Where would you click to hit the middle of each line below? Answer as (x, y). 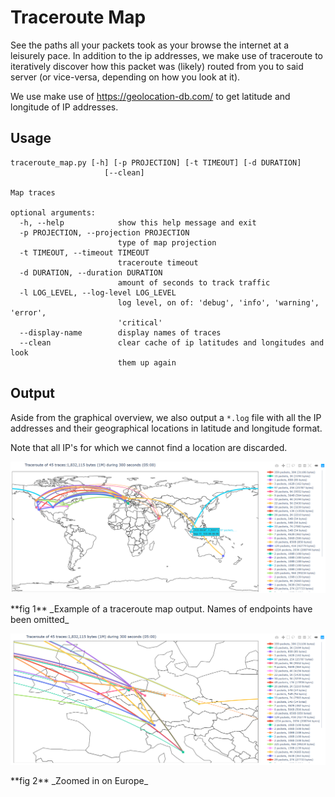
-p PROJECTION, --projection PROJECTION (104, 232)
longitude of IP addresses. (64, 107)
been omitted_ (40, 620)
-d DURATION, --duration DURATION (91, 272)
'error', (28, 312)
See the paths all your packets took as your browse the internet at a (150, 45)
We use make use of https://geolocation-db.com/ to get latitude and (150, 96)
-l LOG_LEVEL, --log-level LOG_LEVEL (98, 292)
